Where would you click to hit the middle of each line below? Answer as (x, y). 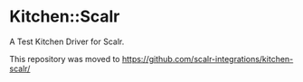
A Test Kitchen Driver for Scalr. (67, 41)
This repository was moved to (65, 59)
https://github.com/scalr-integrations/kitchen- (208, 59)
